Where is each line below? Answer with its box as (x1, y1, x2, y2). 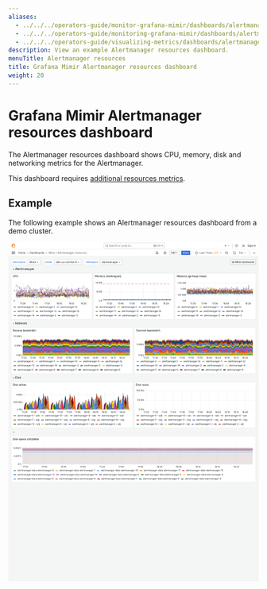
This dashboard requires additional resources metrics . (8, 173, 185, 183)
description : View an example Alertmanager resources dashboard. (8, 46, 229, 55)
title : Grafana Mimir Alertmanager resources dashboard (8, 64, 197, 71)
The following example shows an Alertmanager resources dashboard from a (8, 218, 257, 227)
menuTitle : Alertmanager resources (8, 55, 126, 63)
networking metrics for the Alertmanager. (8, 158, 144, 167)
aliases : (8, 13, 37, 21)
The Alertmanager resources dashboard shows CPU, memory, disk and (8, 149, 242, 159)
